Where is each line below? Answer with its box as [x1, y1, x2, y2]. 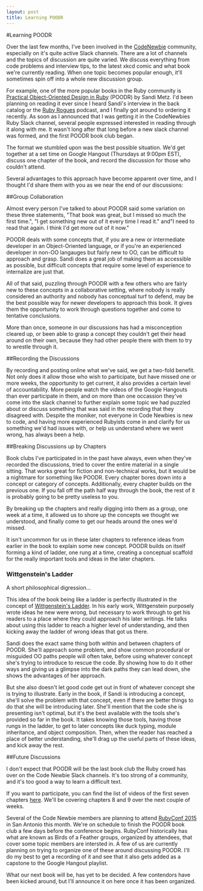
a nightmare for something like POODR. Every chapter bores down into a [6, 473, 186, 481]
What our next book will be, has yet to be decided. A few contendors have [6, 871, 191, 878]
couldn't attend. [6, 163, 46, 170]
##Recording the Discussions [6, 355, 80, 362]
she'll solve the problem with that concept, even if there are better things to [6, 696, 194, 704]
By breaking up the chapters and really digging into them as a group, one [6, 504, 188, 512]
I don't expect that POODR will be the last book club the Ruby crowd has [6, 765, 186, 772]
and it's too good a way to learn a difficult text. [6, 778, 123, 785]
